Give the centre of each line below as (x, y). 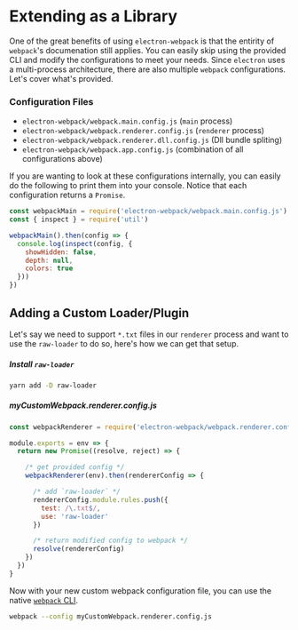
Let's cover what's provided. (61, 78)
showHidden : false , (61, 252)
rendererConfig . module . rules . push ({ (100, 499)
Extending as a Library (94, 16)
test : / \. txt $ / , (71, 508)
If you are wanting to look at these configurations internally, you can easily (145, 176)
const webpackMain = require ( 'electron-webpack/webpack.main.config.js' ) (149, 211)
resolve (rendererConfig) (78, 549)
